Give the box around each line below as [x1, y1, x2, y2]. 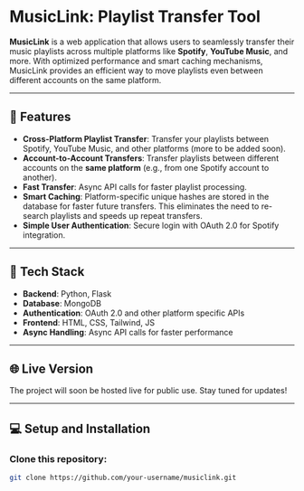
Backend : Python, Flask [22, 288, 112, 299]
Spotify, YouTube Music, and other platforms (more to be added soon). [22, 143, 287, 154]
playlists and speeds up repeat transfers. [50, 210, 204, 221]
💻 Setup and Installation [9, 420, 151, 436]
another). [22, 172, 57, 183]
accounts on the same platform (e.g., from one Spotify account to [22, 162, 270, 173]
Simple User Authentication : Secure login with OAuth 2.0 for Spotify [22, 220, 280, 231]
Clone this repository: [9, 452, 108, 465]
